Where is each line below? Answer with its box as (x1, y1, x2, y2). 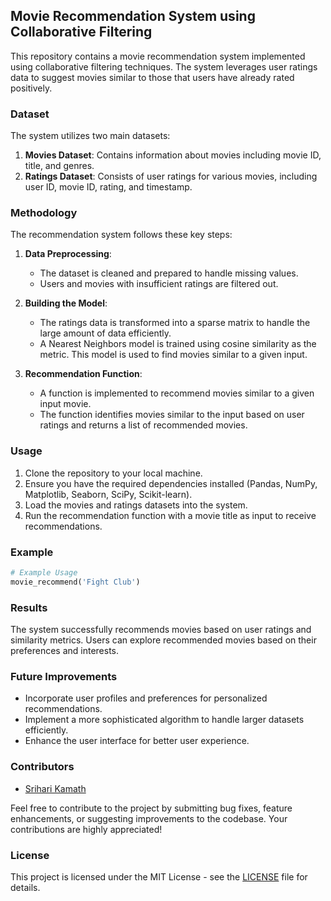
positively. (10, 82, 53, 94)
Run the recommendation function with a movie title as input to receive (24, 509, 317, 521)
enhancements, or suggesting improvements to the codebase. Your (10, 812, 288, 824)
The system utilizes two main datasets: (10, 130, 171, 142)
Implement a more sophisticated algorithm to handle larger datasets (24, 714, 305, 726)
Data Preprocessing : (24, 248, 112, 260)
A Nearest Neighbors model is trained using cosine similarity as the (39, 338, 317, 350)
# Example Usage (10, 568, 78, 578)
